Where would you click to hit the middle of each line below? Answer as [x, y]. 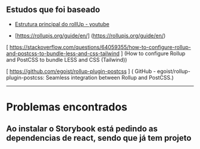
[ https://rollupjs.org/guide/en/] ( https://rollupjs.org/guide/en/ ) [90, 36]
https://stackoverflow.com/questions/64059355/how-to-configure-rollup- [101, 47]
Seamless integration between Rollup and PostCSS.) [110, 77]
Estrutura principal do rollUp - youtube [62, 24]
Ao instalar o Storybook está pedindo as [82, 129]
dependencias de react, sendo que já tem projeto [99, 138]
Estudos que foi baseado [53, 10]
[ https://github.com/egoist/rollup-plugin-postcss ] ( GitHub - [81, 71]
